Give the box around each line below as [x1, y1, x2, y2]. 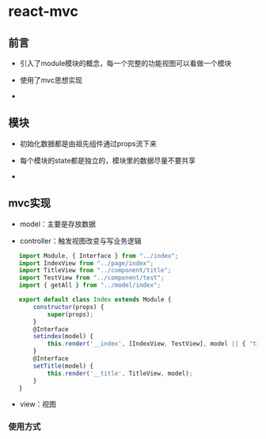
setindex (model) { [32, 333, 93, 341]
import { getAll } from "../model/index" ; [18, 281, 161, 290]
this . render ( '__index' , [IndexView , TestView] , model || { [47, 340, 246, 348]
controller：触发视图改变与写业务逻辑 [19, 236, 142, 245]
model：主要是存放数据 [19, 219, 97, 229]
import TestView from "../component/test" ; [18, 274, 165, 282]
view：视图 [19, 399, 57, 409]
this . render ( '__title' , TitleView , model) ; [47, 369, 193, 377]
